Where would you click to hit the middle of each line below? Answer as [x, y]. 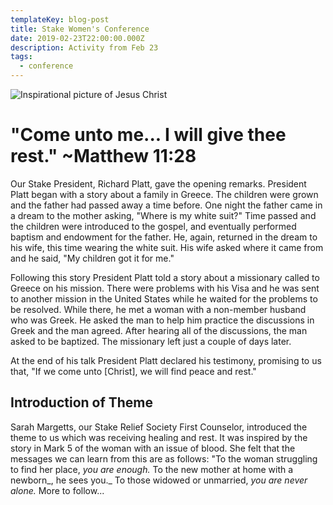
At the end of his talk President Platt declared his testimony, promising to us [166, 360]
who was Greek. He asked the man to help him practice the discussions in [162, 320]
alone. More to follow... [57, 490]
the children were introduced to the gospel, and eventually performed [153, 226]
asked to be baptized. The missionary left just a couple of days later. [151, 341]
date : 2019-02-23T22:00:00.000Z [77, 38]
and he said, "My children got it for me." [92, 258]
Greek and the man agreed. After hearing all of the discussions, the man [159, 330]
